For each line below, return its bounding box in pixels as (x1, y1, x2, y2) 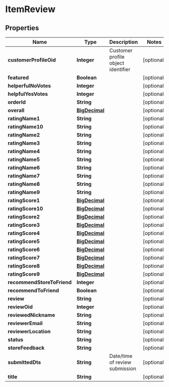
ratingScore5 (8, 238, 40, 245)
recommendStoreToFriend (8, 279, 72, 286)
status (8, 336, 24, 343)
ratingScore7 (8, 254, 40, 261)
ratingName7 (8, 172, 40, 179)
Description (109, 39, 138, 45)
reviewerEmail (8, 320, 43, 327)
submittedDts (8, 359, 41, 366)
